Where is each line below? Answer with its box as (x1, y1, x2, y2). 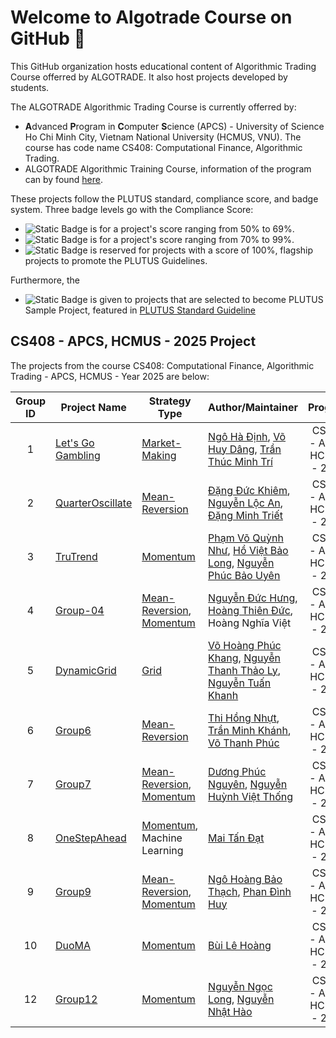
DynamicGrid (55, 663, 117, 677)
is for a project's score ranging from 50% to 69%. (89, 222, 295, 235)
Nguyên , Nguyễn (208, 777, 288, 791)
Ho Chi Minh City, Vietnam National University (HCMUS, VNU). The (24, 131, 302, 143)
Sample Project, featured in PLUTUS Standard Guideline (24, 304, 257, 316)
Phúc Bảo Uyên (208, 568, 281, 582)
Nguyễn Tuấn (208, 676, 272, 690)
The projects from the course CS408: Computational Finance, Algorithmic (10, 359, 315, 371)
